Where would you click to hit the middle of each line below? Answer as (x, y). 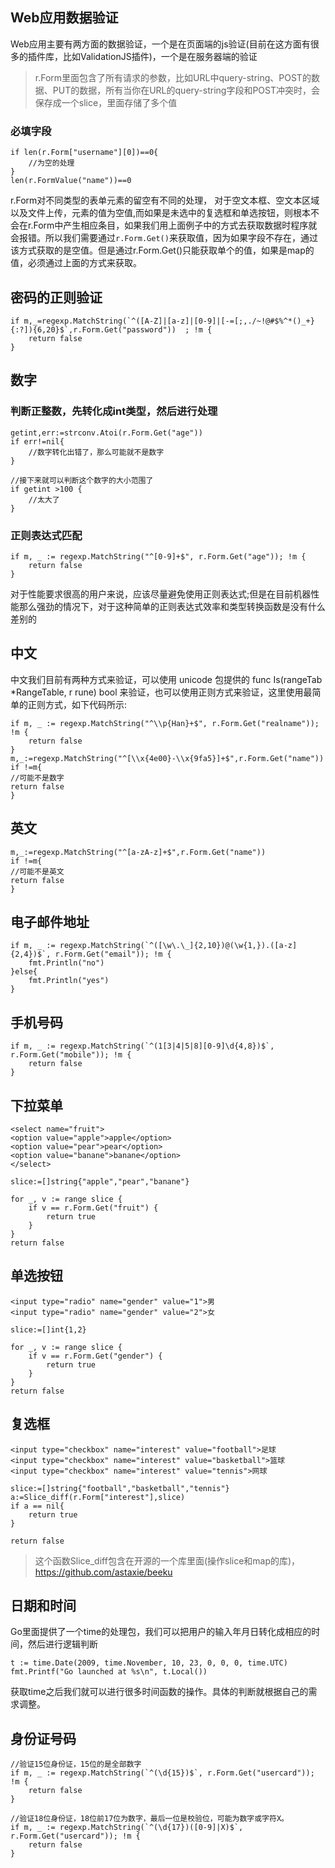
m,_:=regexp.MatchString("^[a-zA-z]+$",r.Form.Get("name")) (138, 852)
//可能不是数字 (37, 778)
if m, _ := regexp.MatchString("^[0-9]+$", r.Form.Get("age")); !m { (158, 556)
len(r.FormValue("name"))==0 (71, 181)
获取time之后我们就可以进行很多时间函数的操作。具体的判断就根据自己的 (159, 1692)
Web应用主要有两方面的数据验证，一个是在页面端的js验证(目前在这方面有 (160, 44)
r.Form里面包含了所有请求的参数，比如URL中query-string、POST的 (173, 77)
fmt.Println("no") (66, 963)
